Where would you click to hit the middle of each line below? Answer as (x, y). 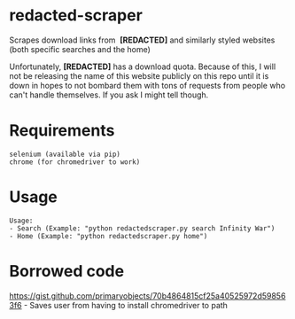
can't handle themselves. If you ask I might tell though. (109, 95)
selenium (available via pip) (65, 154)
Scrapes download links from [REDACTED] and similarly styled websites (142, 40)
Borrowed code (67, 271)
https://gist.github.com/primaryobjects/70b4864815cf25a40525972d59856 (147, 296)
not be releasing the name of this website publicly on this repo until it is (139, 75)
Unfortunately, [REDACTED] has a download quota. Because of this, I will (143, 66)
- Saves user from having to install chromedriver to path (126, 305)
